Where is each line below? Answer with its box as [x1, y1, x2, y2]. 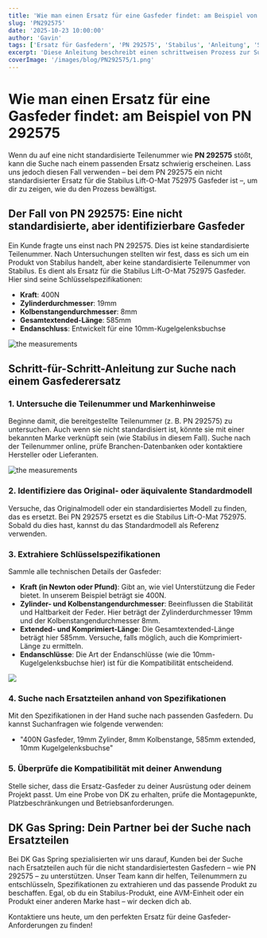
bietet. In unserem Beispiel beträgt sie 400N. [19, 590, 167, 600]
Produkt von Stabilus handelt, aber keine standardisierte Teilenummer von [8, 258, 250, 267]
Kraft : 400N [19, 289, 60, 299]
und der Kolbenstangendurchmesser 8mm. [19, 615, 161, 625]
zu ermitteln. [42, 641, 83, 650]
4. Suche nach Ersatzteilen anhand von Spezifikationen [8, 692, 226, 703]
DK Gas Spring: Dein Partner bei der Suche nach [8, 820, 252, 835]
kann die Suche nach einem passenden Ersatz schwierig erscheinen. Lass [8, 158, 252, 168]
